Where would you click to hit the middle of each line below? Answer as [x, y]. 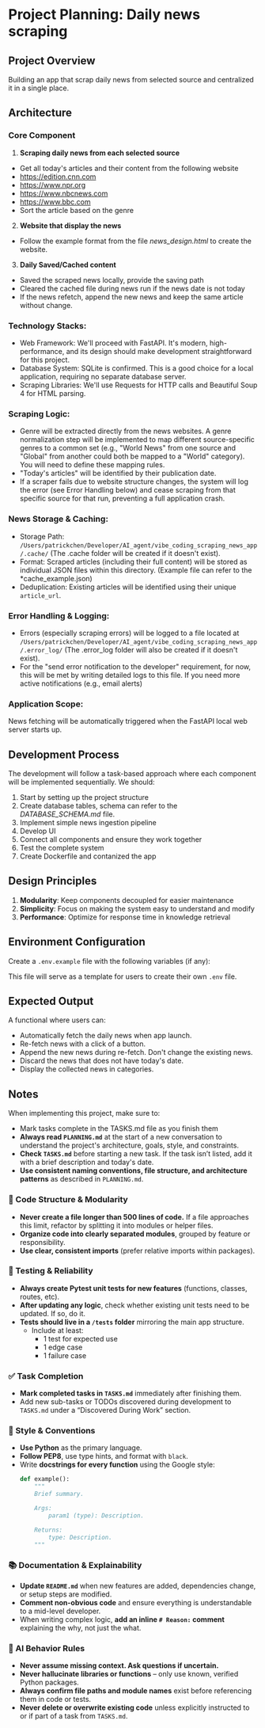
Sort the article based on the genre [77, 210]
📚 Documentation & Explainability [75, 1566]
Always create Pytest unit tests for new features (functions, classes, [133, 1288]
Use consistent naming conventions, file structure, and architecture [133, 1170]
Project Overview [52, 61]
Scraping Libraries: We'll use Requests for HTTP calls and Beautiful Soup [138, 385]
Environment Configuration [77, 942]
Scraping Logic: [39, 413]
